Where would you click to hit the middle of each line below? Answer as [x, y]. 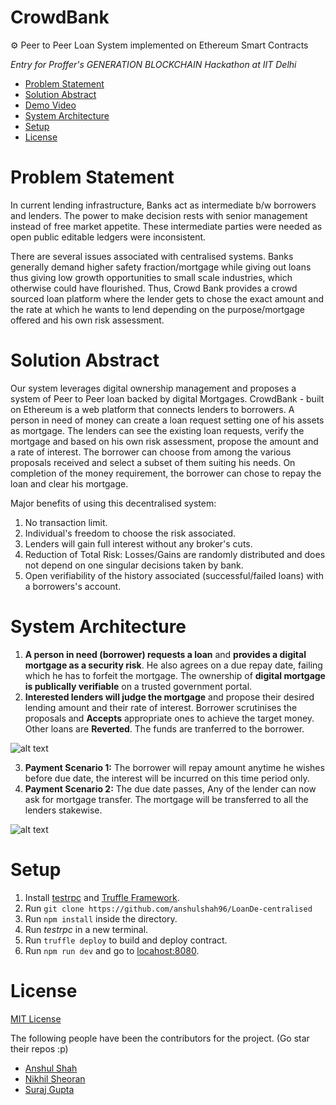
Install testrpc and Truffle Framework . [102, 897]
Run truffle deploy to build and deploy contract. [126, 940]
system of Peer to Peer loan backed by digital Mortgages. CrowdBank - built [167, 398]
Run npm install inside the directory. [101, 918]
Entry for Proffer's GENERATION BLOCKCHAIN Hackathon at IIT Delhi [153, 64]
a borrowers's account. [73, 586]
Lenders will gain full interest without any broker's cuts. [138, 543]
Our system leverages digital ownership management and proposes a [153, 388]
